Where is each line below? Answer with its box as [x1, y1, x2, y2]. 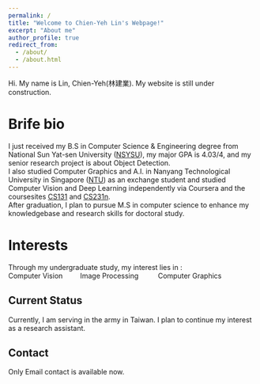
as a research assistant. [8, 323, 85, 333]
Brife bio [8, 116, 65, 133]
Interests [8, 237, 69, 254]
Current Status [8, 294, 83, 307]
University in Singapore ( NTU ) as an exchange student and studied [8, 175, 227, 184]
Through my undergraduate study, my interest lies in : [8, 262, 183, 272]
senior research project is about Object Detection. [8, 158, 171, 167]
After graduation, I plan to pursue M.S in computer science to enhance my [8, 200, 250, 210]
